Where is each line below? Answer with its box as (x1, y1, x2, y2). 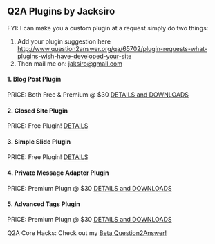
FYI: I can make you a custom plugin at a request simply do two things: (7, 24, 209, 32)
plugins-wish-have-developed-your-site (17, 52, 132, 60)
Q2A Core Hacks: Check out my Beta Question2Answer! (7, 228, 167, 237)
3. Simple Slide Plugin (7, 138, 71, 146)
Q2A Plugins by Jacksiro (7, 6, 115, 17)
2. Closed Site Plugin (7, 106, 68, 115)
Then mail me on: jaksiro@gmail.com (17, 59, 123, 68)
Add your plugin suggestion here (17, 37, 111, 46)
